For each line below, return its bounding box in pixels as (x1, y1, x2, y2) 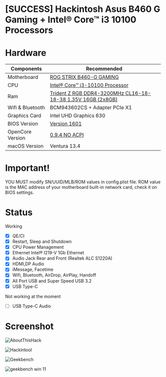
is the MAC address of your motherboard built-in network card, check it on (5, 184, 157, 190)
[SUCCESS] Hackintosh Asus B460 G (5, 3, 161, 15)
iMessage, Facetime (12, 267, 53, 273)
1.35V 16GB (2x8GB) (67, 96, 118, 103)
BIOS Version (7, 120, 39, 127)
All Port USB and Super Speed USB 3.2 (12, 278, 92, 284)
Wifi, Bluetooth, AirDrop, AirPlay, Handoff (12, 272, 96, 278)
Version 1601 (49, 120, 82, 127)
